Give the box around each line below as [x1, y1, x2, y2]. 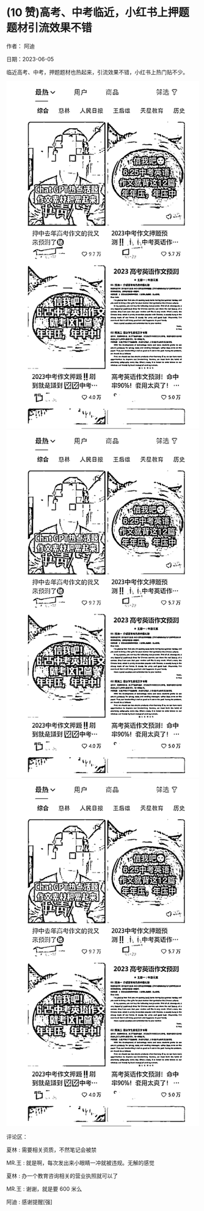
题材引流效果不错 [6, 21, 93, 35]
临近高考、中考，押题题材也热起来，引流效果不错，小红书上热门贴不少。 [6, 68, 188, 75]
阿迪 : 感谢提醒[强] [6, 1198, 53, 1205]
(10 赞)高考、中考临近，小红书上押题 [6, 6, 189, 20]
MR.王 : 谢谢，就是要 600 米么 [6, 1185, 82, 1193]
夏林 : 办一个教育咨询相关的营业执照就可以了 [6, 1172, 118, 1179]
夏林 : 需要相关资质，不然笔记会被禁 [6, 1146, 97, 1153]
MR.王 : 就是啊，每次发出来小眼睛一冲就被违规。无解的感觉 [6, 1159, 155, 1166]
